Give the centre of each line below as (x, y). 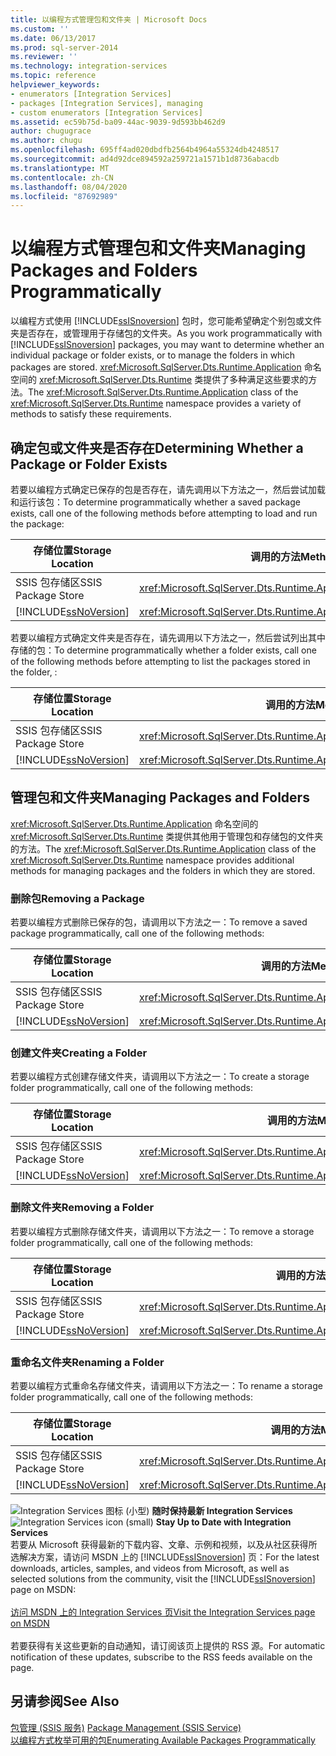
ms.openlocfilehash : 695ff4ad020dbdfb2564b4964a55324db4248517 (145, 150)
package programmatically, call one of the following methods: (137, 933)
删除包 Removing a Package (77, 898)
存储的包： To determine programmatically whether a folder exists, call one (163, 650)
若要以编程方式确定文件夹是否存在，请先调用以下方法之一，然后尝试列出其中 (168, 637)
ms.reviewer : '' (44, 57)
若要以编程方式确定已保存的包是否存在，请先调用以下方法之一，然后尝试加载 (168, 489)
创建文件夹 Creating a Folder (79, 1053)
